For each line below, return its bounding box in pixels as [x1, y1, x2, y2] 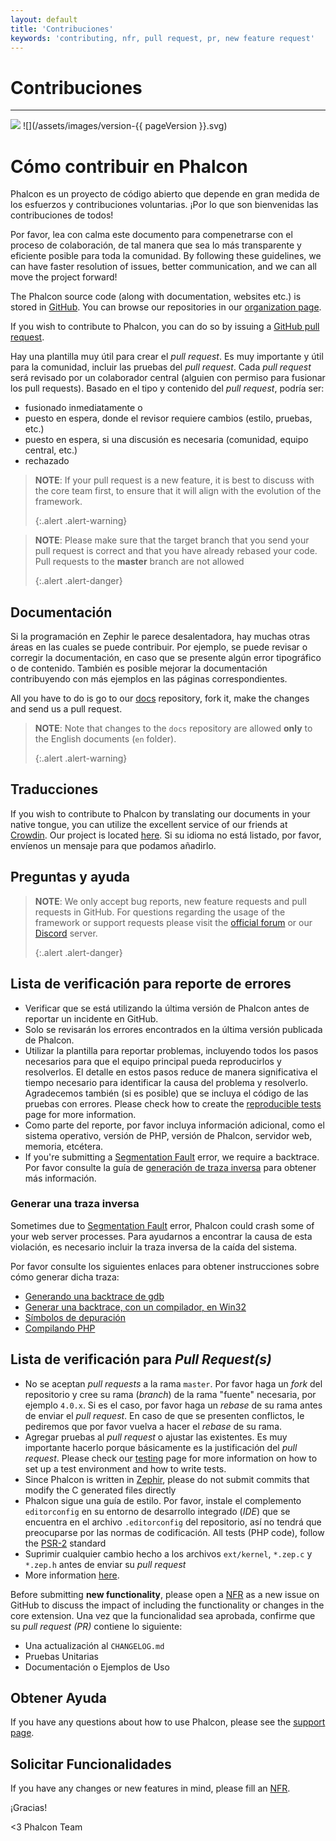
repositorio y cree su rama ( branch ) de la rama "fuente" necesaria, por [24, 1388, 317, 1400]
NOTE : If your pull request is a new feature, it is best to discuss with [34, 474, 315, 486]
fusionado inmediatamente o [24, 402, 143, 414]
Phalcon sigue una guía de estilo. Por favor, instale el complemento [24, 1494, 302, 1506]
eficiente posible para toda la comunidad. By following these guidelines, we [10, 250, 322, 262]
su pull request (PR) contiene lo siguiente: [10, 1620, 183, 1632]
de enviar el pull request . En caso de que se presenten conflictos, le [24, 1409, 305, 1421]
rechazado [24, 455, 70, 467]
